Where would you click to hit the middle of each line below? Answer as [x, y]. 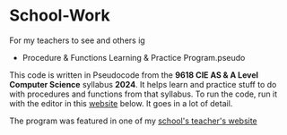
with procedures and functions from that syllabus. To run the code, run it [143, 94]
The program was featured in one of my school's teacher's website [133, 121]
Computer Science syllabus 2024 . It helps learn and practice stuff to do [143, 84]
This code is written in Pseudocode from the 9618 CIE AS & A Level [134, 75]
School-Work [60, 16]
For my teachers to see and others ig [77, 40]
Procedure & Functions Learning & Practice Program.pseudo [134, 57]
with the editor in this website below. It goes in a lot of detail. [121, 103]
